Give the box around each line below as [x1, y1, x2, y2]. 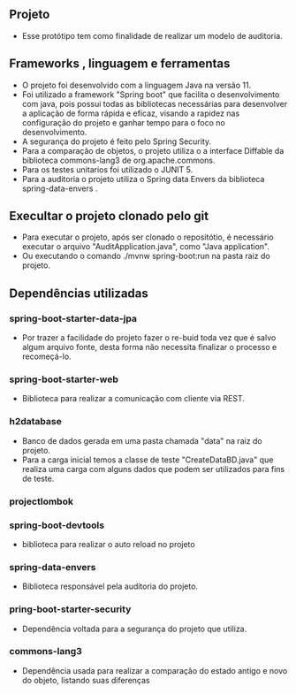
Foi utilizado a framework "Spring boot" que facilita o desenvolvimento [21, 88, 280, 100]
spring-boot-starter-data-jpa [9, 312, 138, 324]
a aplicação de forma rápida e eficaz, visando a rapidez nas [21, 108, 240, 118]
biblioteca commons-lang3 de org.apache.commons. [21, 155, 216, 165]
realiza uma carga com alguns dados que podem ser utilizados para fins [21, 463, 285, 474]
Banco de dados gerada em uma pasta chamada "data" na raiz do [21, 435, 262, 446]
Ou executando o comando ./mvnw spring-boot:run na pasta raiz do [21, 251, 271, 262]
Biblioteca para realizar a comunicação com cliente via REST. [21, 393, 246, 404]
